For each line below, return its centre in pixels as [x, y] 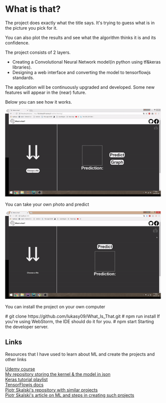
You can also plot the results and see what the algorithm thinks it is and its [81, 37]
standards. [23, 77]
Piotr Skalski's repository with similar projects [51, 390]
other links [16, 359]
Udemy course [20, 369]
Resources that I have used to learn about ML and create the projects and [80, 354]
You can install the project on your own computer [55, 306]
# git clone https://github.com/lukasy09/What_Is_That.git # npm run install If [83, 316]
